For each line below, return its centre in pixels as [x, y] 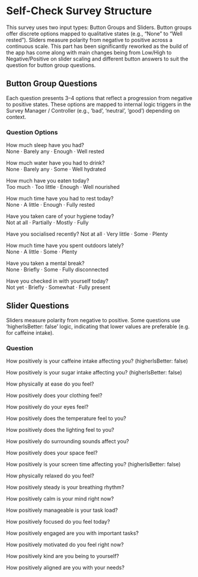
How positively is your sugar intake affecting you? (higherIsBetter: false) [94, 373]
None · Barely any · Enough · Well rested [55, 152]
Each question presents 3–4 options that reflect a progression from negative [99, 98]
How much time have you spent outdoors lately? [65, 246]
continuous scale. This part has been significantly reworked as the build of [97, 46]
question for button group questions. [51, 65]
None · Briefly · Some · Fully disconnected [57, 270]
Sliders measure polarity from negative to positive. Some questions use [93, 320]
